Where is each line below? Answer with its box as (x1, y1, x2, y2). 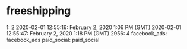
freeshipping (6, 4, 71, 18)
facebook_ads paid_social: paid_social (6, 36, 100, 43)
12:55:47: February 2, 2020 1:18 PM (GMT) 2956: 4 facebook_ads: (6, 30, 167, 37)
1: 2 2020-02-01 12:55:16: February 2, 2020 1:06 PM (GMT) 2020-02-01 (6, 24, 182, 31)
